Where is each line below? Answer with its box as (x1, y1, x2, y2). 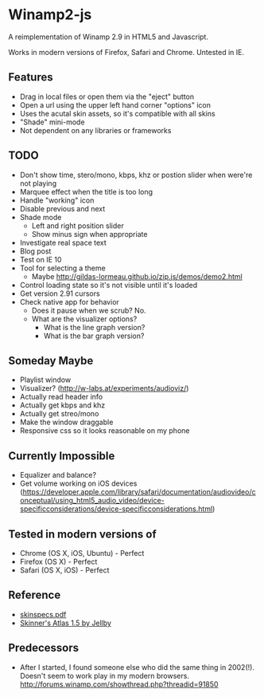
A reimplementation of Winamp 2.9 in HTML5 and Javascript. (8, 32, 209, 41)
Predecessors (8, 641, 80, 655)
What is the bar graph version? (43, 331, 145, 341)
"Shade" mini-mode (19, 117, 85, 127)
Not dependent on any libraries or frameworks (19, 125, 172, 135)
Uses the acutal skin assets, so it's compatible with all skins (19, 108, 216, 118)
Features (8, 70, 53, 85)
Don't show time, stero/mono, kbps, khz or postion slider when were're (19, 170, 253, 179)
